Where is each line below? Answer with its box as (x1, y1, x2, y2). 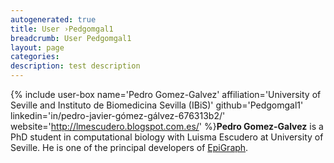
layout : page (10, 42, 65, 53)
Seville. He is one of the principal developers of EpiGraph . (10, 142, 249, 153)
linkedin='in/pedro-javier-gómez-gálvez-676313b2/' (10, 110, 226, 121)
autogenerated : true (10, 14, 97, 25)
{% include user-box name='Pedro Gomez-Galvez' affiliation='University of (10, 89, 322, 100)
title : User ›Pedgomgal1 (10, 24, 114, 34)
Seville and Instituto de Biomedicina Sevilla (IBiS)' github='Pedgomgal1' (10, 99, 304, 111)
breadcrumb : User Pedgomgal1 (10, 33, 132, 43)
